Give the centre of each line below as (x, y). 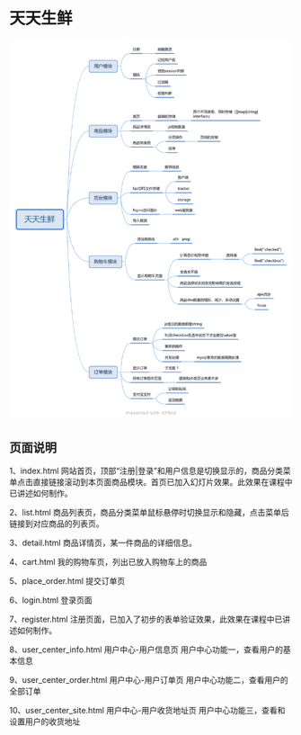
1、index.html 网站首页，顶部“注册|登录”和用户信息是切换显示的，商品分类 (146, 471)
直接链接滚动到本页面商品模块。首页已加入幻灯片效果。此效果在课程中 (163, 482)
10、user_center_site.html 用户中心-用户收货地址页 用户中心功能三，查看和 (147, 711)
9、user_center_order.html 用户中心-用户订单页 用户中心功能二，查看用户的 (149, 680)
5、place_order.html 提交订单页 (67, 581)
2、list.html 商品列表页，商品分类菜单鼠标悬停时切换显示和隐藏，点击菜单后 (149, 513)
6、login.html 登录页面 (51, 600)
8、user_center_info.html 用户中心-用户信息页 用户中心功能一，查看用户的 (146, 650)
